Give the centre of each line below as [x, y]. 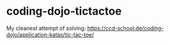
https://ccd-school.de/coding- [125, 28]
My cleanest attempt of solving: [46, 28]
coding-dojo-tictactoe [64, 11]
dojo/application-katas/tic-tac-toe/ [50, 34]
